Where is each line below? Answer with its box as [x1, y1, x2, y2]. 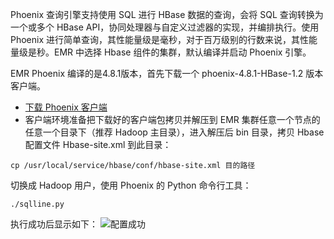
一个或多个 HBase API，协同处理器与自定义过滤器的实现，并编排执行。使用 [10, 21, 320, 33]
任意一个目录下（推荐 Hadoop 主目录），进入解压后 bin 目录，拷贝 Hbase [24, 126, 325, 138]
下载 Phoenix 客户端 [24, 101, 108, 113]
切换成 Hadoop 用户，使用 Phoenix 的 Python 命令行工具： [10, 179, 252, 191]
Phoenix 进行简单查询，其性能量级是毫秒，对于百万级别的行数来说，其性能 [10, 34, 318, 45]
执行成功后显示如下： [10, 218, 98, 230]
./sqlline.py [10, 199, 65, 209]
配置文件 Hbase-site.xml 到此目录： [24, 139, 172, 150]
